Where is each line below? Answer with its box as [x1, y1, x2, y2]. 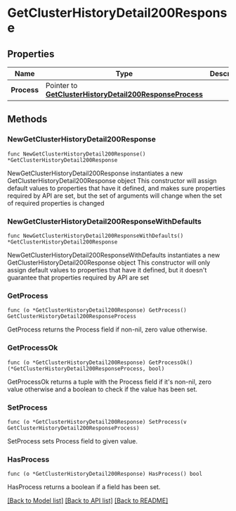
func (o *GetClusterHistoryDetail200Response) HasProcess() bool [7, 470, 202, 478]
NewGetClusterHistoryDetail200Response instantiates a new [7, 169, 183, 177]
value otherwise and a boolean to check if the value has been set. [7, 385, 198, 393]
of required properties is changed [7, 198, 105, 207]
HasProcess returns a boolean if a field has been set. [7, 483, 161, 491]
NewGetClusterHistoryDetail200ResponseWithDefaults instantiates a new [7, 251, 220, 259]
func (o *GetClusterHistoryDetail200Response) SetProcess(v [7, 418, 188, 425]
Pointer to [45, 81, 78, 90]
